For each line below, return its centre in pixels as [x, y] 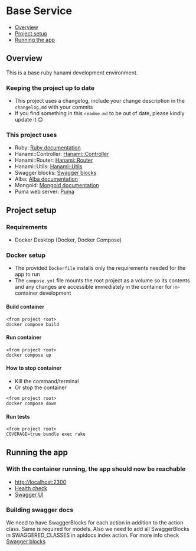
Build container [25, 307]
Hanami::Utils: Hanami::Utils [48, 167]
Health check [31, 488]
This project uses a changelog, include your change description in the [99, 101]
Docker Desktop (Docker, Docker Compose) [68, 240]
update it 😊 [29, 120]
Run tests [18, 416]
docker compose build [33, 324]
